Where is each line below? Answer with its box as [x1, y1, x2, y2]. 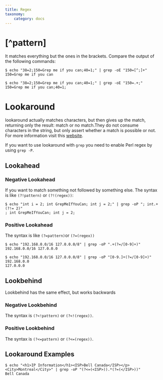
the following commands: [5, 58, 56, 64]
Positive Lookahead [5, 221, 53, 228]
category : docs [14, 16, 45, 21]
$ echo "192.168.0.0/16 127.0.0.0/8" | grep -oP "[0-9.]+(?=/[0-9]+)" [5, 255, 152, 260]
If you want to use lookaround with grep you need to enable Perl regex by [5, 142, 152, 148]
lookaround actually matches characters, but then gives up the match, [5, 117, 146, 123]
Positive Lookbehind [5, 325, 55, 332]
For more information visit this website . [5, 133, 83, 139]
